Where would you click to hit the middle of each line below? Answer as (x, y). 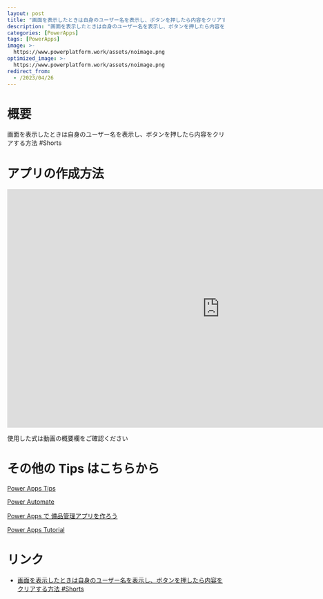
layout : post (26, 13)
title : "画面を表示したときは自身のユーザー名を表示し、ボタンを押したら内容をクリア (115, 20)
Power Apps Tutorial (36, 530)
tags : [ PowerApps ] (33, 39)
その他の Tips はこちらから (84, 469)
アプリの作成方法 (56, 174)
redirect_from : (29, 71)
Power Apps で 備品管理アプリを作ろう (62, 516)
